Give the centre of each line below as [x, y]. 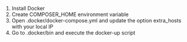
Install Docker [28, 8]
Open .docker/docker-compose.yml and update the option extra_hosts [96, 20]
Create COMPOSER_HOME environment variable [70, 14]
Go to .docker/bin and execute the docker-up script [73, 33]
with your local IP [32, 26]
